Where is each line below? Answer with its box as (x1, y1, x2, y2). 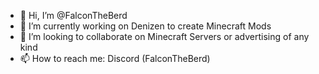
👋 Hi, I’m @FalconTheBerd (19, 10, 128, 21)
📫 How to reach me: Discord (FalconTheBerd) (19, 53, 211, 64)
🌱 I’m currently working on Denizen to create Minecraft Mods (19, 20, 272, 32)
